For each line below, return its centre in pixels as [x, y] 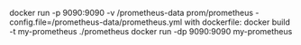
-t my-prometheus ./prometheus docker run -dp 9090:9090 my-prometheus [151, 31]
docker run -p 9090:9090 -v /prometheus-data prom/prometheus [132, 13]
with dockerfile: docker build [237, 22]
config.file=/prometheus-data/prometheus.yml [96, 22]
